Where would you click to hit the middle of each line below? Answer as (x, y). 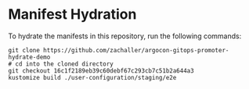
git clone (24, 50)
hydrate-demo (29, 57)
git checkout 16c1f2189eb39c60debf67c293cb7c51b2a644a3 (101, 71)
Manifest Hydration (72, 14)
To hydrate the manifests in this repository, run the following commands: (125, 36)
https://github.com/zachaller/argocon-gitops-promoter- (136, 50)
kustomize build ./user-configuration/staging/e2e (92, 77)
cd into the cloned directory (64, 64)
